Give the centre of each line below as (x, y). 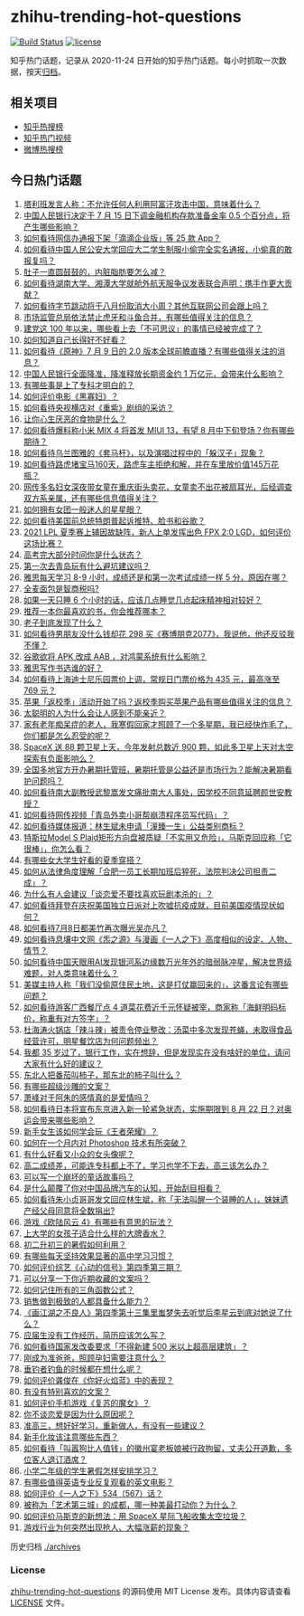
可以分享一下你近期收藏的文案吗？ (87, 1279)
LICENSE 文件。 (40, 1602)
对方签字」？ (87, 1018)
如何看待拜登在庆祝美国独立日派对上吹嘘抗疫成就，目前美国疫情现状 (150, 905)
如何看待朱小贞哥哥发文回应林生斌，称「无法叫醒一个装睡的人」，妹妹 (152, 1199)
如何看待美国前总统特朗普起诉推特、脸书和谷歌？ (114, 520)
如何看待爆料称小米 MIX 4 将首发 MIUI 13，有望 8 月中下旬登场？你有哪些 (159, 430)
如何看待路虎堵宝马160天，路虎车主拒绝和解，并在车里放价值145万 (147, 464)
